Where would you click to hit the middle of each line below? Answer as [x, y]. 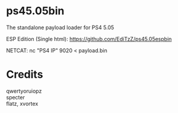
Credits [25, 75]
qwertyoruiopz [24, 91]
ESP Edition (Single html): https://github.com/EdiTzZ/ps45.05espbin [89, 39]
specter [15, 97]
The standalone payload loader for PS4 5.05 [60, 27]
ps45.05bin [35, 11]
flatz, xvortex [22, 103]
